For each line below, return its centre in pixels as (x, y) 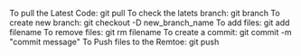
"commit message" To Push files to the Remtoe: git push (114, 42)
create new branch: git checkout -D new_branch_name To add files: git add (150, 23)
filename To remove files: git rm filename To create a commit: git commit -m (150, 32)
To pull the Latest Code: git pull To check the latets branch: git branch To (145, 13)
